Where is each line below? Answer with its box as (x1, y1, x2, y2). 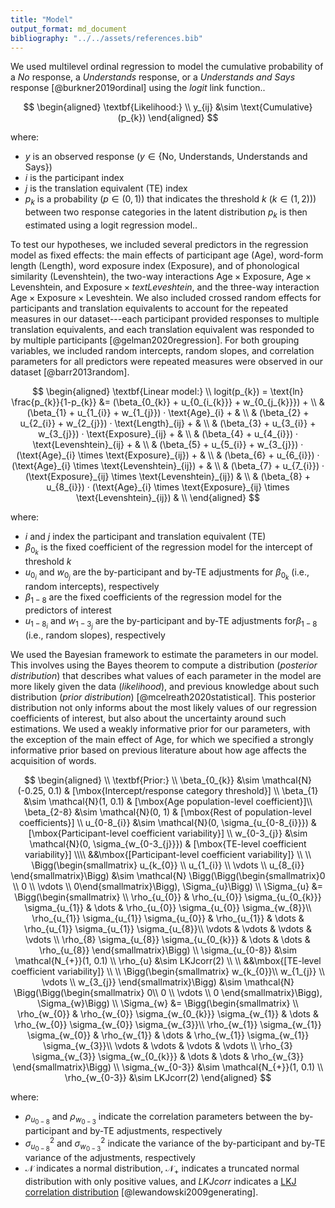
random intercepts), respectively (24, 581, 160, 593)
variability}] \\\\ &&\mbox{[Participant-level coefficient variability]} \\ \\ (24, 849, 312, 861)
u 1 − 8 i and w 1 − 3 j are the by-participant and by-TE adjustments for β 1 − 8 (24, 615, 318, 631)
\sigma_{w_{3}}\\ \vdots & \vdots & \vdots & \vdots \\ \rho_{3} (43, 1040, 293, 1052)
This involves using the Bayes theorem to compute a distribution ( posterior (10, 659, 318, 671)
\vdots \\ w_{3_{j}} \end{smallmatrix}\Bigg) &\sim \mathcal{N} (41, 976, 295, 988)
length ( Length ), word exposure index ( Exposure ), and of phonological (10, 259, 300, 271)
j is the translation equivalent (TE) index (24, 182, 188, 195)
